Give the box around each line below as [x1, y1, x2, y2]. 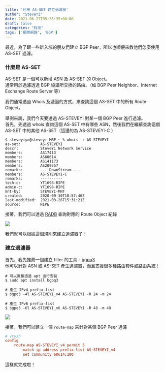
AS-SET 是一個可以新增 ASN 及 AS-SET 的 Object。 [5, 76, 110, 82]
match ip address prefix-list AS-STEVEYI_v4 [23, 347, 116, 352]
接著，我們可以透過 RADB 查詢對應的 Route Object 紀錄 [5, 211, 117, 217]
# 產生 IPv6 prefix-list [5, 301, 55, 306]
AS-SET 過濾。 [5, 50, 35, 56]
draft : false [5, 21, 32, 26]
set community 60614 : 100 [23, 352, 74, 357]
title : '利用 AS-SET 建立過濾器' [5, 7, 68, 12]
